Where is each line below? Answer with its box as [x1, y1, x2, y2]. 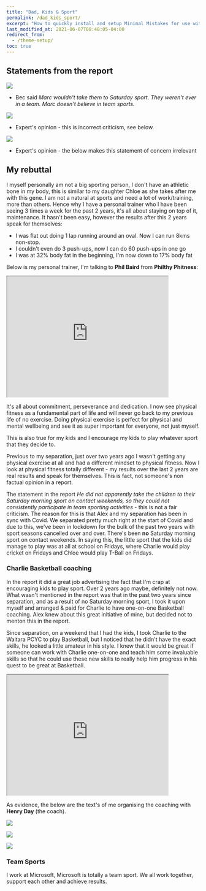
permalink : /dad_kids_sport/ [6, 15, 81, 21]
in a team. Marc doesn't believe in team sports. [15, 100, 135, 107]
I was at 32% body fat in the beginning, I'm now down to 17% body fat [15, 251, 193, 259]
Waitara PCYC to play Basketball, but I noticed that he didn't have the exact [6, 635, 196, 643]
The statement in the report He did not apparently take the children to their [6, 490, 196, 498]
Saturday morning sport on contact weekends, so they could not [6, 497, 170, 504]
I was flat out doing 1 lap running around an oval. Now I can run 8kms [15, 232, 190, 239]
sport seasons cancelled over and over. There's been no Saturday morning [6, 529, 196, 537]
